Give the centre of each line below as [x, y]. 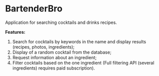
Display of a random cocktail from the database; [62, 52]
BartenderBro [34, 9]
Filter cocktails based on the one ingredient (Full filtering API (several [83, 63]
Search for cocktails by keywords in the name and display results [79, 41]
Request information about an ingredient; [55, 57]
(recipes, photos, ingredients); [43, 47]
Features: [15, 32]
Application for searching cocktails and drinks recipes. [61, 22]
